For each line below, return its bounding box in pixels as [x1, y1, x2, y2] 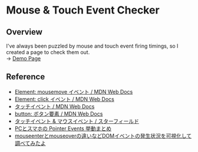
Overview [6, 27, 43, 37]
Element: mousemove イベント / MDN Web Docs [14, 88, 133, 95]
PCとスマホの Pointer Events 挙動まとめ [14, 124, 112, 132]
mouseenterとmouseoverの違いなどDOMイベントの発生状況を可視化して [14, 132, 192, 139]
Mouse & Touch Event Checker [6, 4, 160, 17]
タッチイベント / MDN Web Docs [14, 103, 95, 110]
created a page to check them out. [6, 49, 90, 56]
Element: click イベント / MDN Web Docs [14, 95, 115, 103]
